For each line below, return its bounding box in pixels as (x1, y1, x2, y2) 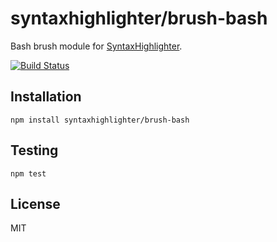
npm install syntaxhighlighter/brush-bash (10, 115, 190, 125)
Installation (10, 88, 82, 106)
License (10, 195, 61, 212)
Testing (10, 142, 59, 159)
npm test (10, 168, 47, 179)
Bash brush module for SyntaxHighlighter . (10, 40, 183, 52)
